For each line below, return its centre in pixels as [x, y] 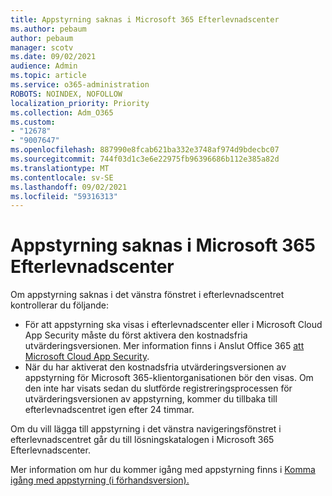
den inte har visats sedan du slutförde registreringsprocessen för [158, 388]
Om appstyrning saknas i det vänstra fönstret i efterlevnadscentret [147, 295]
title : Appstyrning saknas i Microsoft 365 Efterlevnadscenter [145, 19]
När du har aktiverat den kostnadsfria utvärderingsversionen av [155, 367]
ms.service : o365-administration [80, 85]
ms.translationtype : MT [60, 168]
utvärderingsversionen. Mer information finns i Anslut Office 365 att [164, 346]
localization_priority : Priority [80, 103]
